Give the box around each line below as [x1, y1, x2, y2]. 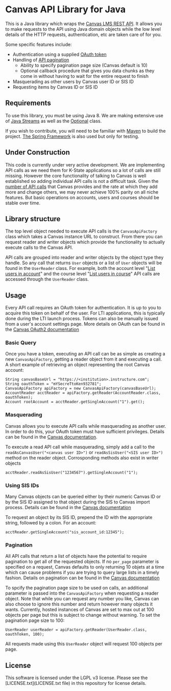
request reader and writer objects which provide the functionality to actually [5, 239, 165, 245]
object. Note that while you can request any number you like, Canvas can [5, 596, 159, 602]
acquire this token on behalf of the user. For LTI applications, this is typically [5, 310, 165, 316]
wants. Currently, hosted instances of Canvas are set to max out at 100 [5, 606, 154, 613]
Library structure [5, 214, 61, 223]
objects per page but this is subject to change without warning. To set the [5, 612, 160, 618]
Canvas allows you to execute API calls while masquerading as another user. [5, 423, 166, 429]
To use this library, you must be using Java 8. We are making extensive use [5, 112, 163, 118]
